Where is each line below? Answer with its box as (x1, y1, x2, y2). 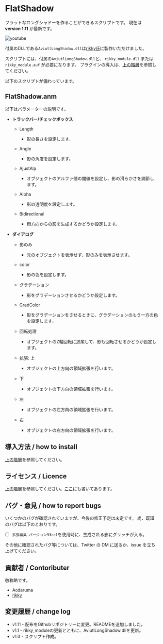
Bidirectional (19, 211, 45, 216)
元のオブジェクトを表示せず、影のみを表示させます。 (26, 252, 132, 258)
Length (19, 126, 34, 132)
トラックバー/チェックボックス (12, 116, 74, 122)
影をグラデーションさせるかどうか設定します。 (26, 292, 120, 298)
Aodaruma (12, 587, 33, 593)
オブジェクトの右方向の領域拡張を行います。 (26, 427, 115, 433)
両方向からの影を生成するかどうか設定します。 (26, 221, 120, 227)
